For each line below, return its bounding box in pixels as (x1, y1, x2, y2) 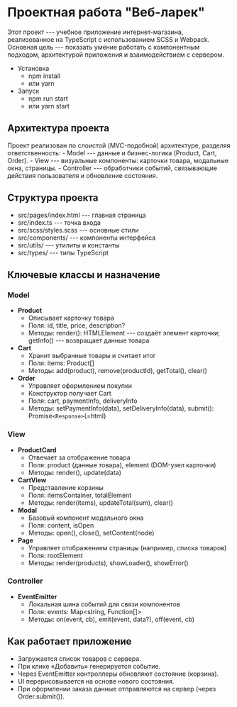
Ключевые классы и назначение (7, 269, 161, 281)
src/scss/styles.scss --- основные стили (17, 226, 139, 234)
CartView (17, 476, 47, 484)
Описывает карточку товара (28, 313, 115, 323)
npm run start (28, 94, 69, 103)
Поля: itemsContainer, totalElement (28, 491, 132, 499)
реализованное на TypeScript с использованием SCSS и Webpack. (7, 35, 210, 43)
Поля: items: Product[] (28, 359, 94, 367)
